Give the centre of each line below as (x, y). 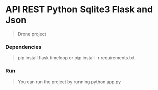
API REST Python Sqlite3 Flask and (79, 9)
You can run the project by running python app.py (69, 82)
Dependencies (23, 47)
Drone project (32, 34)
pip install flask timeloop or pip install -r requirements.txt (76, 58)
